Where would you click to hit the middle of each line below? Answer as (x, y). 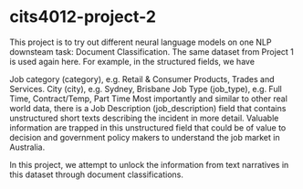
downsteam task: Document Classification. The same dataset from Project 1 (151, 51)
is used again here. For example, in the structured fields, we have (132, 61)
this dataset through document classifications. (97, 174)
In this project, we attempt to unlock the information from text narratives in (149, 164)
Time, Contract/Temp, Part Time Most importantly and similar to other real (148, 99)
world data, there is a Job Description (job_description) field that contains (148, 108)
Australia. (27, 147)
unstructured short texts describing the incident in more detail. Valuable (144, 118)
